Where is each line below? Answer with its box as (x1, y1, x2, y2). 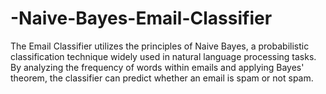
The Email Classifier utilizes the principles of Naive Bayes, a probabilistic (10, 40, 310, 52)
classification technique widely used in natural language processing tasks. (10, 50, 317, 62)
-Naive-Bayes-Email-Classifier (10, 7, 273, 30)
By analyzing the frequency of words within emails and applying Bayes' (10, 61, 305, 73)
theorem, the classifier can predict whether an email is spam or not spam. (10, 72, 314, 84)
